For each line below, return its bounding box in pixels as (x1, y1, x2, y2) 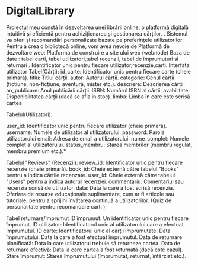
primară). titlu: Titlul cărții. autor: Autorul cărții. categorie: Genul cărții (6, 74, 175, 81)
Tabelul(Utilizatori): (6, 111, 53, 118)
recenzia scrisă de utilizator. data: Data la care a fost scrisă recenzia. (6, 184, 174, 191)
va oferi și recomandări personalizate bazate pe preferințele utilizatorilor (6, 36, 183, 43)
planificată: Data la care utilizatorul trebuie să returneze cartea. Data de (6, 240, 181, 247)
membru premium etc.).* (6, 147, 66, 155)
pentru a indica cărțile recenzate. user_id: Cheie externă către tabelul (6, 171, 175, 178)
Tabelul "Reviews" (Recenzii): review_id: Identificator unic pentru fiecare (6, 159, 183, 166)
